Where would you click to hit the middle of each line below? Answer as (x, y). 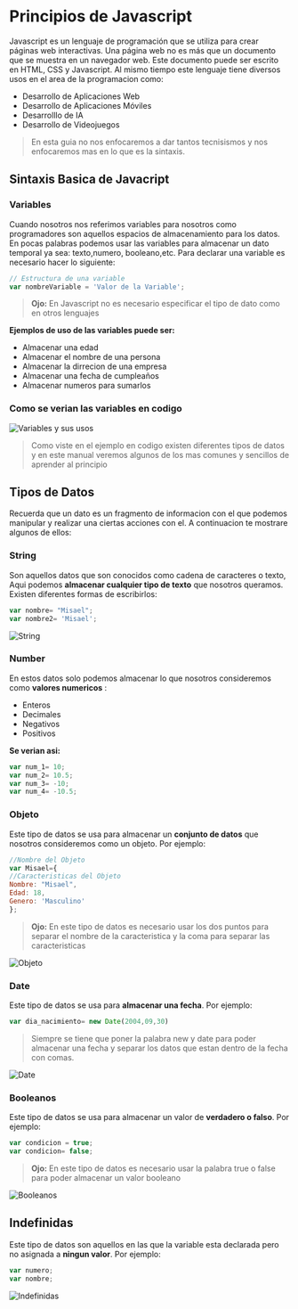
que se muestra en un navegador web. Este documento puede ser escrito (144, 60)
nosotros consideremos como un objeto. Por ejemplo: (108, 843)
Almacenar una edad (60, 348)
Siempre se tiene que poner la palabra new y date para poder (143, 1038)
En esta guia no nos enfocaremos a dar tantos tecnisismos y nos (149, 142)
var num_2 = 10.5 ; (41, 775)
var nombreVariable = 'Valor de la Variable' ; (97, 287)
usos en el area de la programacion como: (87, 78)
